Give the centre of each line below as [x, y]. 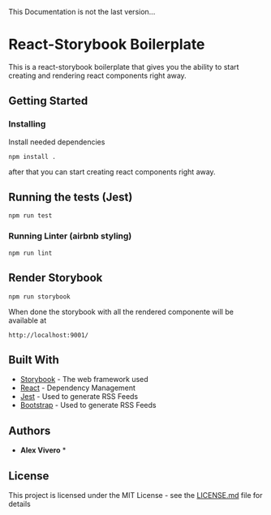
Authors [30, 430]
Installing [27, 124]
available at [28, 320]
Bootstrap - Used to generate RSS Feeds [88, 406]
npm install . [32, 157]
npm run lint [30, 253]
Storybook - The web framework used [84, 380]
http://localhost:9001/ [49, 335]
